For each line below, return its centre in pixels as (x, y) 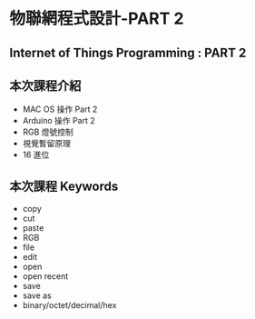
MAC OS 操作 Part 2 (60, 109)
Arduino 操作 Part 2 (59, 121)
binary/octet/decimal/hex (69, 305)
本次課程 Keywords (64, 186)
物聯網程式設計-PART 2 (97, 19)
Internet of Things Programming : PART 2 (128, 52)
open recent (45, 276)
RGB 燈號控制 (48, 132)
